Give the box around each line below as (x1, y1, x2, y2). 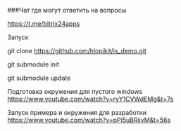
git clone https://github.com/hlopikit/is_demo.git (7, 47, 146, 55)
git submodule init (7, 60, 60, 69)
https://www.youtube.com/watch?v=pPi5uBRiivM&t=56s (7, 116, 171, 124)
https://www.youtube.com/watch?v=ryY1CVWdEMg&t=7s (7, 95, 174, 103)
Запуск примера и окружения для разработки (7, 109, 146, 116)
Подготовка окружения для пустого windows (7, 88, 143, 95)
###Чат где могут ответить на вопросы (7, 6, 127, 14)
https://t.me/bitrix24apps (7, 20, 80, 27)
